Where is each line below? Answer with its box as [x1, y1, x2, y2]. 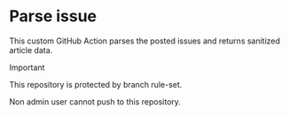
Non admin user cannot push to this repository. [9, 96, 182, 107]
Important [9, 62, 45, 73]
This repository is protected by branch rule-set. [9, 79, 183, 89]
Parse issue [9, 6, 98, 27]
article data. [9, 44, 53, 55]
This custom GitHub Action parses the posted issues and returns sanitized [9, 35, 281, 46]
